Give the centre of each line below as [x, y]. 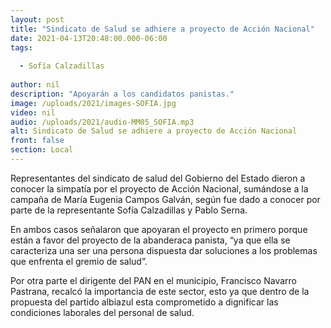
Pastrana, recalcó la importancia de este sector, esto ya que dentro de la [160, 291]
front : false [37, 141]
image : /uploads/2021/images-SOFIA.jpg [93, 103]
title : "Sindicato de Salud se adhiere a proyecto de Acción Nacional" [162, 29]
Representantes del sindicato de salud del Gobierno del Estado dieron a [158, 178]
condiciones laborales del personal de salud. [102, 312]
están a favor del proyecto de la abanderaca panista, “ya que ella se [150, 240]
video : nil [33, 112]
